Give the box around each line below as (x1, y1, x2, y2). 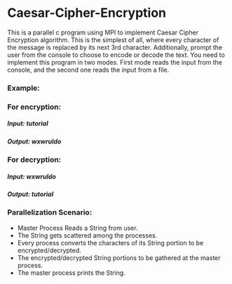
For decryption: (7, 155, 62, 164)
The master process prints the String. (17, 269, 126, 277)
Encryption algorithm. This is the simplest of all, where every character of (7, 35, 219, 44)
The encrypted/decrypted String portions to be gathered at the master (17, 253, 221, 262)
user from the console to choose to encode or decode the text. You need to (7, 51, 226, 59)
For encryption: (7, 102, 62, 112)
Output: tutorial (7, 190, 54, 198)
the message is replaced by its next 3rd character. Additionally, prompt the (7, 43, 223, 51)
